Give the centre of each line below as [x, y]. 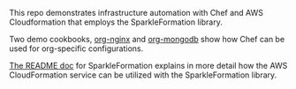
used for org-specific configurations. [76, 48]
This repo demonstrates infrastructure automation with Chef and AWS [136, 13]
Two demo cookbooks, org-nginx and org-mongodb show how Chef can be [147, 39]
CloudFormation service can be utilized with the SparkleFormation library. [143, 75]
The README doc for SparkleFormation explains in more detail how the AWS [148, 66]
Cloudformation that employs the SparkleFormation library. [116, 22]
